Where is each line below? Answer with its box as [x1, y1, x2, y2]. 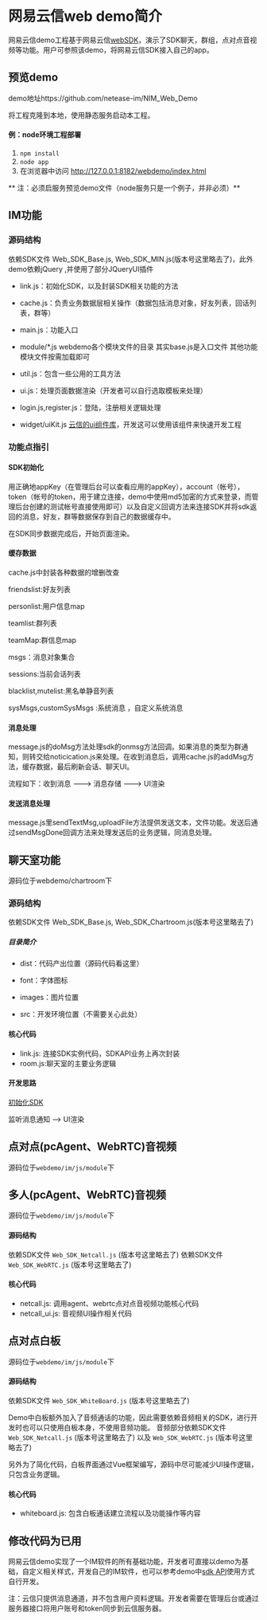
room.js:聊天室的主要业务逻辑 [19, 1058, 117, 1068]
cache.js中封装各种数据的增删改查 [8, 567, 120, 577]
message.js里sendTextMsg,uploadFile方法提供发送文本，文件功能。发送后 [8, 818, 252, 827]
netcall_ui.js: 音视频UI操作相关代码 [19, 1308, 133, 1318]
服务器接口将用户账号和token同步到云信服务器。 [8, 1603, 166, 1613]
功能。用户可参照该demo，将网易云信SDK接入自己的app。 [21, 45, 214, 54]
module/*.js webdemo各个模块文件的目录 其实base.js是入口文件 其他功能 [19, 342, 258, 351]
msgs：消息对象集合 [8, 652, 75, 661]
